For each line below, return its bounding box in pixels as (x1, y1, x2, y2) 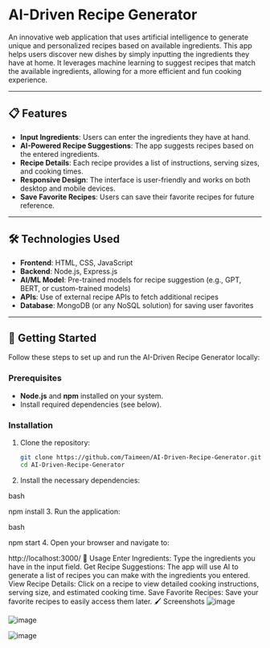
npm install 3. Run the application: (8, 507, 121, 516)
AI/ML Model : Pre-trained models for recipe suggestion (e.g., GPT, (19, 275, 242, 285)
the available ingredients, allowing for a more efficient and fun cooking (8, 66, 242, 76)
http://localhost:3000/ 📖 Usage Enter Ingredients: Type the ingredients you (8, 553, 256, 563)
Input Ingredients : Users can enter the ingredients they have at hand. (19, 132, 251, 141)
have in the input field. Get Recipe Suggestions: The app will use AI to (8, 561, 239, 572)
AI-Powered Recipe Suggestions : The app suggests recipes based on (19, 141, 255, 150)
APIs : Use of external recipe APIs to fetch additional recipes (19, 292, 219, 301)
